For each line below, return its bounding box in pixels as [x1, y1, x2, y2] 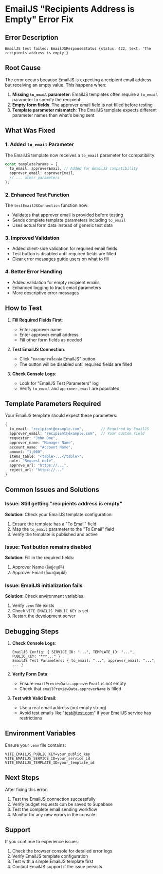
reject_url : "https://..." [9, 468, 64, 472]
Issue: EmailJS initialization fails [5, 582, 83, 589]
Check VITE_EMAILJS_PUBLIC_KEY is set [12, 608, 89, 614]
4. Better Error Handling [5, 268, 62, 275]
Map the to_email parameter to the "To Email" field [12, 526, 114, 532]
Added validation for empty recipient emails [12, 279, 100, 285]
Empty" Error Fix [5, 14, 74, 25]
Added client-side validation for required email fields [12, 246, 118, 251]
